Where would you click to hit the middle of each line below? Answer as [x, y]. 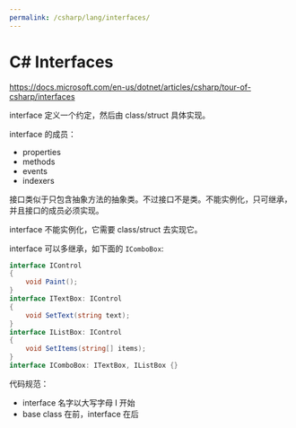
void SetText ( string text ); [78, 315]
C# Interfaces [61, 61]
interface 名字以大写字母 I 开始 [79, 402]
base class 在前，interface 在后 [80, 414]
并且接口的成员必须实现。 [57, 210]
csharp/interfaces [42, 96]
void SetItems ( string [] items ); [86, 349]
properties [41, 152]
